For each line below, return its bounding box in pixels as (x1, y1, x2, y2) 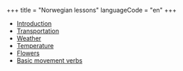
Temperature (16, 42, 54, 49)
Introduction (16, 19, 52, 27)
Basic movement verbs (16, 56, 83, 65)
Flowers (16, 49, 40, 57)
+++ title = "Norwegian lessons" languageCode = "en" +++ (6, 6, 177, 14)
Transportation (16, 27, 60, 35)
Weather (16, 34, 42, 42)
